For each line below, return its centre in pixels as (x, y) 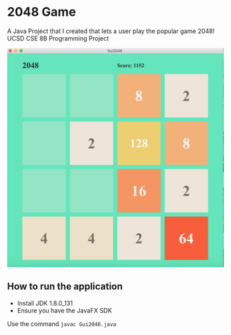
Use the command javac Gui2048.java (62, 323)
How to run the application (65, 287)
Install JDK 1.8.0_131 (45, 303)
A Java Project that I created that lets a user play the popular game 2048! (111, 31)
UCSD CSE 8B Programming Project (58, 38)
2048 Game (42, 12)
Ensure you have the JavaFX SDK (64, 310)
